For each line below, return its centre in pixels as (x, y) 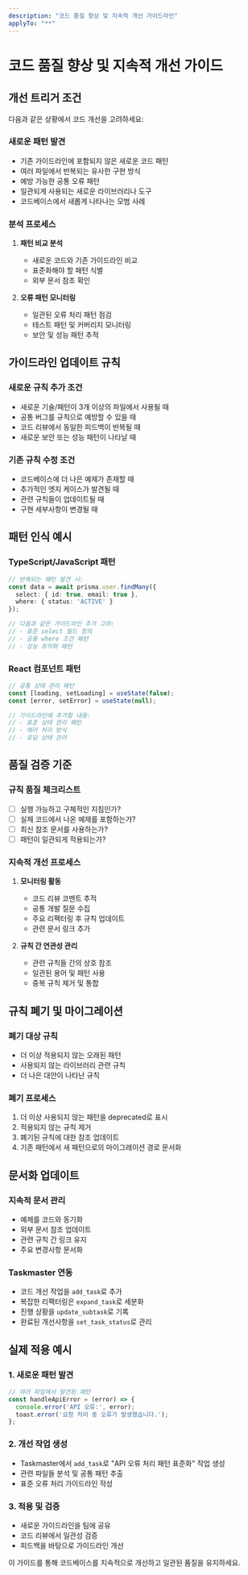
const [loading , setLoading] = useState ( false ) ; (91, 693)
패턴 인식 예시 (40, 537)
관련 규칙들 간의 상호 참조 (72, 963)
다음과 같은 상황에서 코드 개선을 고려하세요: (76, 119)
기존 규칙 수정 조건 (42, 460)
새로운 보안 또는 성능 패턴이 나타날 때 (78, 437)
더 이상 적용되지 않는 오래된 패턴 (70, 1055)
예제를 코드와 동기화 (51, 1219)
